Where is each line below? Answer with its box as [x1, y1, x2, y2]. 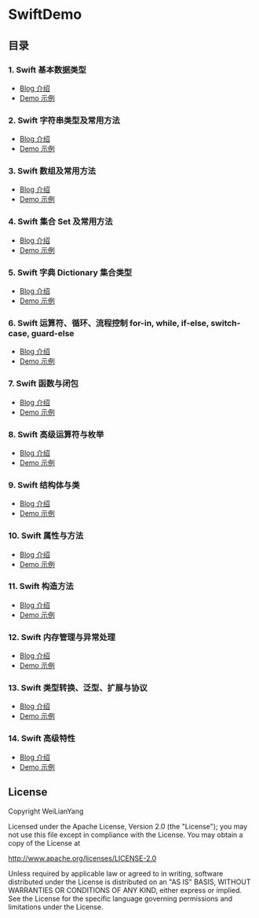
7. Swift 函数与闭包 [8, 379, 78, 390]
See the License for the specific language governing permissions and [8, 894, 233, 903]
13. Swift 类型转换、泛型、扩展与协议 [8, 682, 148, 693]
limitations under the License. [8, 902, 104, 912]
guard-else [31, 327, 75, 338]
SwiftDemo [8, 5, 82, 24]
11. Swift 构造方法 [8, 581, 75, 592]
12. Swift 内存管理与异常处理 [8, 631, 116, 642]
